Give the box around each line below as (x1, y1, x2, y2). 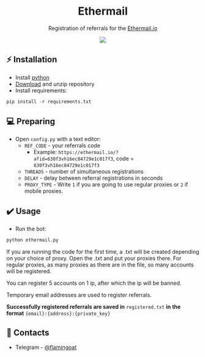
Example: (33, 149, 57, 156)
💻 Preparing (6, 116, 55, 127)
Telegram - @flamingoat (15, 344, 77, 351)
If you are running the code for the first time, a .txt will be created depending (6, 248, 199, 256)
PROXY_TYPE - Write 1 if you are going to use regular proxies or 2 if (24, 181, 188, 188)
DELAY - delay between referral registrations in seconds (24, 174, 163, 182)
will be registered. (6, 268, 52, 275)
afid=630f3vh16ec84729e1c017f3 (33, 156, 113, 163)
